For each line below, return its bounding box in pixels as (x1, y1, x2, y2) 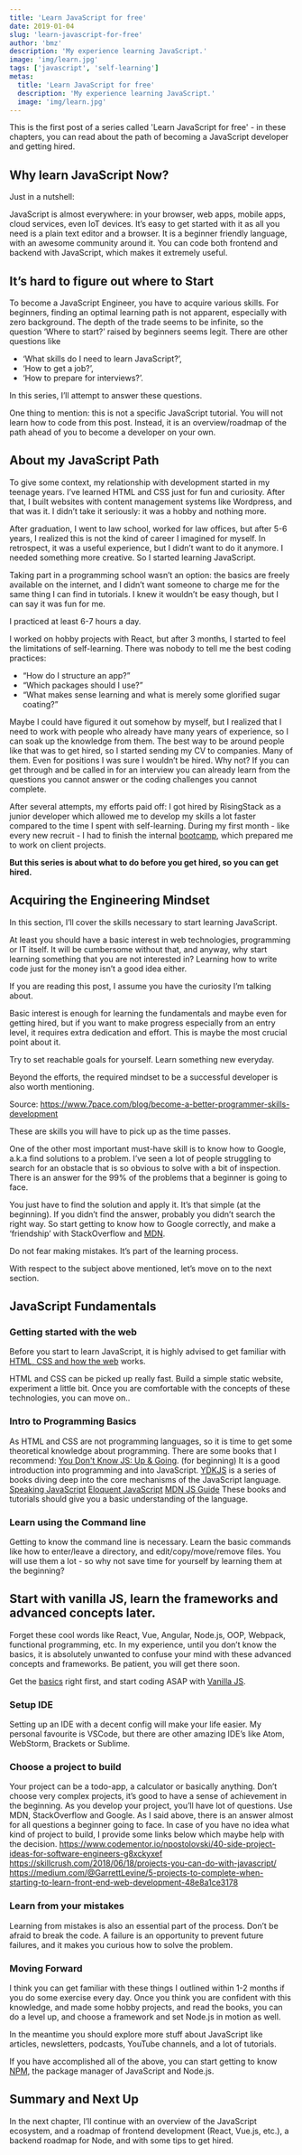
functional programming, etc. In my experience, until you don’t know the (9, 1639, 277, 1650)
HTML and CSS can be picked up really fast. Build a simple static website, (9, 1373, 284, 1384)
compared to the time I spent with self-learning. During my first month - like (9, 820, 290, 831)
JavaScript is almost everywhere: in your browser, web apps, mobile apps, (9, 209, 286, 220)
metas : (9, 72, 34, 81)
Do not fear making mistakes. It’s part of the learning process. (9, 1245, 239, 1256)
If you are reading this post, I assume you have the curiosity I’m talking (9, 980, 272, 991)
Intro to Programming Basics (9, 1415, 137, 1428)
